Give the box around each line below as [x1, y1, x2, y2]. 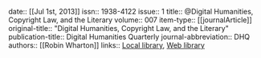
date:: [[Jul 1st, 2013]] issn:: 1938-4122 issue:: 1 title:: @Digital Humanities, [8, 7, 254, 16]
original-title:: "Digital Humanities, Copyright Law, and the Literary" [8, 24, 229, 33]
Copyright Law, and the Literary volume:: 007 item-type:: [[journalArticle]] [8, 15, 252, 25]
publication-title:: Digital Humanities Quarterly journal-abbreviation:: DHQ [8, 32, 251, 41]
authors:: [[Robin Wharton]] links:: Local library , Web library [8, 41, 205, 50]
